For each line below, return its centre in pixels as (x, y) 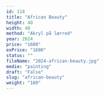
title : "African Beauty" (37, 17)
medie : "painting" (29, 66)
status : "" (20, 55)
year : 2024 (20, 39)
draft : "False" (25, 72)
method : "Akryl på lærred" (39, 34)
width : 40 (18, 28)
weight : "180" (24, 83)
